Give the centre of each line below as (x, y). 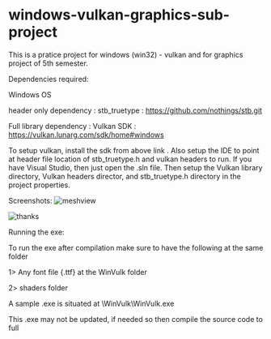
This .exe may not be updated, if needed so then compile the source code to (135, 319)
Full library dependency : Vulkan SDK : (72, 126)
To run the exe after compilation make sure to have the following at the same (136, 247)
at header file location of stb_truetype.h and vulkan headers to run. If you (130, 159)
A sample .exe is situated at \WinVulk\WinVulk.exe (91, 303)
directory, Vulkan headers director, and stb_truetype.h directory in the (125, 176)
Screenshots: (30, 200)
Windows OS (30, 94)
